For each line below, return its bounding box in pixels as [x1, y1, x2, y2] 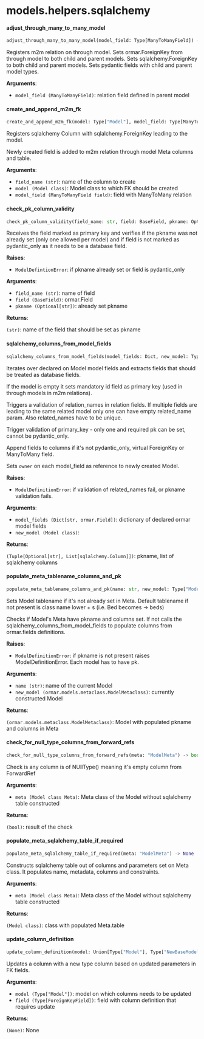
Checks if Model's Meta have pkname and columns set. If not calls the [6, 615, 182, 623]
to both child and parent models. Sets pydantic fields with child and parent [6, 61, 192, 69]
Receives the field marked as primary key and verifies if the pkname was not [6, 229, 198, 237]
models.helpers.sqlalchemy [6, 4, 151, 18]
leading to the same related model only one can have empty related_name [6, 407, 192, 415]
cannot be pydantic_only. [6, 432, 69, 440]
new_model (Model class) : [15, 528, 80, 536]
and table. [6, 154, 32, 162]
